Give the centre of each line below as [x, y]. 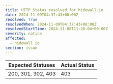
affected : [16, 39]
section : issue [21, 48]
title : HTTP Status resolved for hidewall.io [54, 10]
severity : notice [24, 34]
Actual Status [78, 65]
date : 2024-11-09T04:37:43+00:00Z [42, 15]
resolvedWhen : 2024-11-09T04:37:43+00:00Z [51, 24]
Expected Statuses [32, 65]
